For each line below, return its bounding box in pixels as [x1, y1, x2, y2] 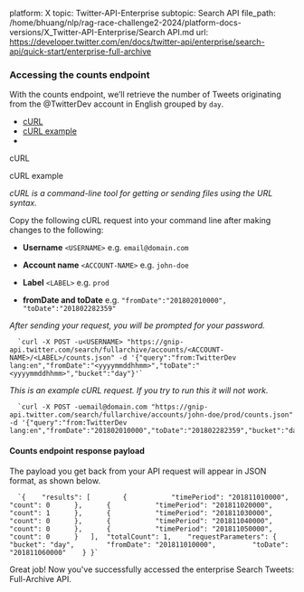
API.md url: [166, 27, 209, 37]
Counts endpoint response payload [9, 445, 145, 456]
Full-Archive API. [9, 573, 72, 584]
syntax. [9, 198, 38, 209]
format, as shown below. [9, 475, 101, 486]
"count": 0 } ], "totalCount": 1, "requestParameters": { [9, 532, 278, 541]
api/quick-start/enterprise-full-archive [9, 46, 152, 57]
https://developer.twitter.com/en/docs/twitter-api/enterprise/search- [9, 36, 265, 47]
